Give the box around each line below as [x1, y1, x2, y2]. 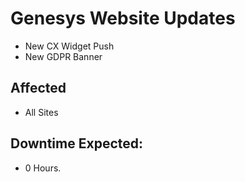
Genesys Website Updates [10, 7, 236, 30]
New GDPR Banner [24, 50, 103, 62]
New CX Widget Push [24, 40, 115, 52]
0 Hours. [24, 162, 62, 174]
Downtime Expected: [10, 135, 143, 152]
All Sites [24, 106, 59, 118]
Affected [10, 80, 67, 97]
